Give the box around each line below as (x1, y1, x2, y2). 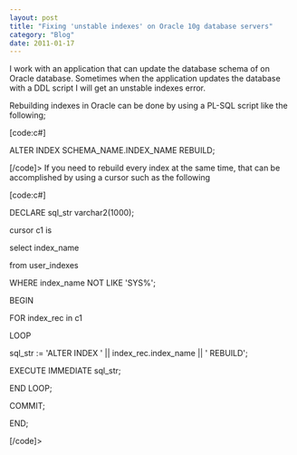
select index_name (9, 242, 80, 254)
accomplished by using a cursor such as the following (9, 172, 211, 183)
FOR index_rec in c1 (9, 313, 83, 324)
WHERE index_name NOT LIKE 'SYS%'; (9, 277, 157, 288)
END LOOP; (9, 382, 53, 394)
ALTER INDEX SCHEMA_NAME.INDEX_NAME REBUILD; (9, 145, 216, 156)
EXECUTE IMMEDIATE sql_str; (9, 365, 121, 376)
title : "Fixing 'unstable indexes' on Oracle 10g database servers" (9, 22, 273, 31)
